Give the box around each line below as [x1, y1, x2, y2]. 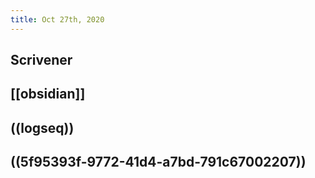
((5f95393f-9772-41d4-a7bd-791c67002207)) [10, 154, 307, 171]
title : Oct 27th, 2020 [10, 14, 105, 25]
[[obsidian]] [10, 86, 86, 103]
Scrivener [10, 52, 73, 69]
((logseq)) [10, 119, 75, 136]
